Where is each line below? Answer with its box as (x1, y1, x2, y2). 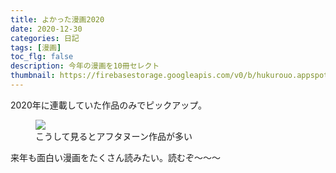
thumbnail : (10, 71, 56, 81)
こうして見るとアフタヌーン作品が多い (35, 130, 193, 142)
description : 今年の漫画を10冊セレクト (10, 61, 160, 71)
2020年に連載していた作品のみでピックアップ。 (10, 99, 207, 111)
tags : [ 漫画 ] (10, 42, 62, 53)
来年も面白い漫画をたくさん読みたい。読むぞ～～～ (10, 151, 221, 163)
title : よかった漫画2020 (10, 14, 105, 25)
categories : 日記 (10, 33, 80, 43)
